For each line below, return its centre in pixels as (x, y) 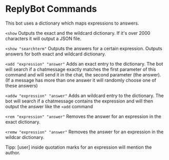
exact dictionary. (23, 122)
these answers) (22, 86)
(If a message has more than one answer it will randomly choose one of (81, 80)
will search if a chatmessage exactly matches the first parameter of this (81, 69)
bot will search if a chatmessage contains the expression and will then (79, 101)
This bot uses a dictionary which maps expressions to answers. (72, 23)
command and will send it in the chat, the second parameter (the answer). (83, 74)
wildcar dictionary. (25, 137)
